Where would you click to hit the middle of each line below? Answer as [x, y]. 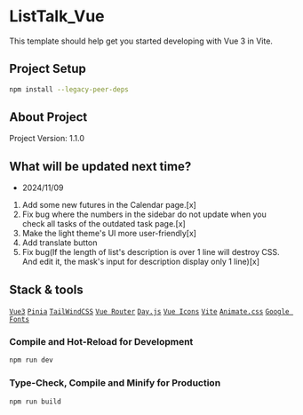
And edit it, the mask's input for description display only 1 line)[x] [141, 262]
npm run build [36, 402]
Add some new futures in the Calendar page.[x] [109, 205]
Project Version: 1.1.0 [47, 139]
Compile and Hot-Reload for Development [101, 341]
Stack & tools [47, 289]
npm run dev [31, 360]
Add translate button [60, 243]
